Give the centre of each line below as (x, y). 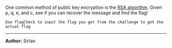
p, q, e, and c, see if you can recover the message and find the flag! (77, 13)
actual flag (18, 27)
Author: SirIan (20, 41)
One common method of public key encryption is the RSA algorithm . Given (84, 7)
